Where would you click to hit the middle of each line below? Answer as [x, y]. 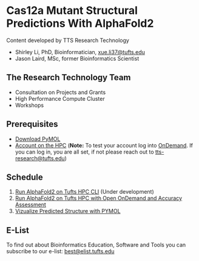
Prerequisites [32, 124]
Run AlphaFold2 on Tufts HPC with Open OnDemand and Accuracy [99, 198]
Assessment [31, 205]
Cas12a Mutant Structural [72, 11]
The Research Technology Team [69, 77]
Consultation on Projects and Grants [60, 92]
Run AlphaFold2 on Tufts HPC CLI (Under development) [85, 192]
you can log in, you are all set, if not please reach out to [84, 152]
